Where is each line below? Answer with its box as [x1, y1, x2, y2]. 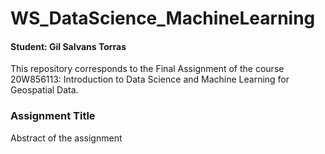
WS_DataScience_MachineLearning [10, 7, 316, 30]
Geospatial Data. [10, 84, 79, 96]
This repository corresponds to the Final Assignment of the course [10, 63, 285, 75]
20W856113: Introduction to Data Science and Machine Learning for [10, 73, 290, 86]
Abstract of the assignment [10, 132, 123, 144]
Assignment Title [10, 109, 96, 123]
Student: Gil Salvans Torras [10, 40, 127, 52]
